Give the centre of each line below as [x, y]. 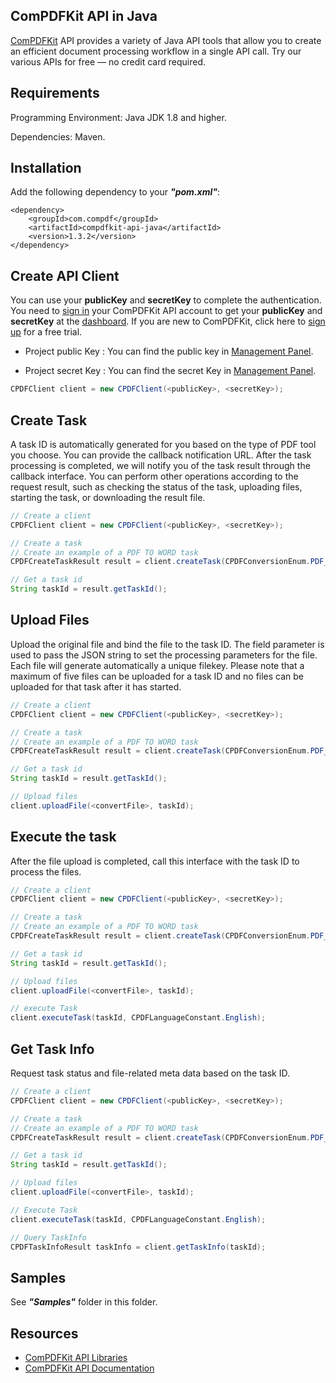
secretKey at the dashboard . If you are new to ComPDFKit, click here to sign [168, 321]
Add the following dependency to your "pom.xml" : [115, 192]
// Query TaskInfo [48, 1237]
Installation [46, 168]
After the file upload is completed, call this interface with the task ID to [155, 861]
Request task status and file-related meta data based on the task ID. [150, 1073]
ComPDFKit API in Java [84, 16]
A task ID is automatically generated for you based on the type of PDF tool [163, 444]
